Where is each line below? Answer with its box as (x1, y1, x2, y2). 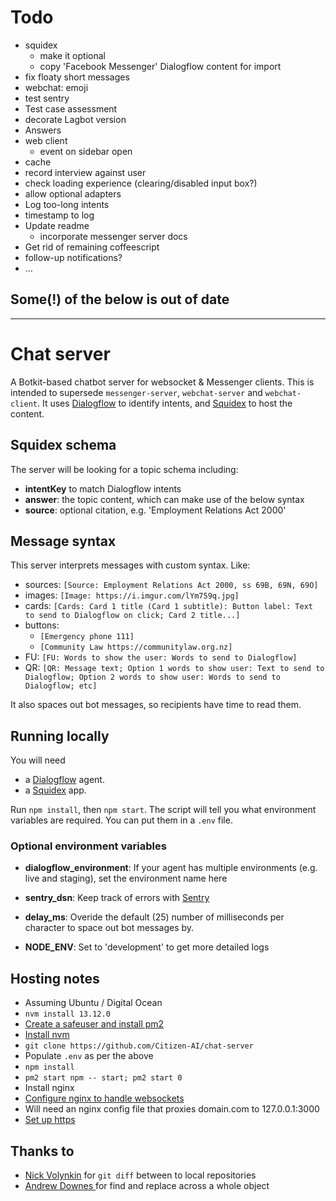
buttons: (24, 619, 60, 631)
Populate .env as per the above (24, 1050, 154, 1062)
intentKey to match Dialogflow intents (24, 482, 182, 495)
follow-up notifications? (24, 251, 123, 263)
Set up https (24, 1114, 76, 1126)
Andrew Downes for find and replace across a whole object (24, 1180, 270, 1192)
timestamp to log (24, 209, 95, 221)
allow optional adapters (24, 187, 122, 200)
